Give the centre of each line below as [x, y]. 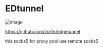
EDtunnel [25, 9]
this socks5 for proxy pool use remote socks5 [52, 41]
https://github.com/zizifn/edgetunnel [43, 31]
